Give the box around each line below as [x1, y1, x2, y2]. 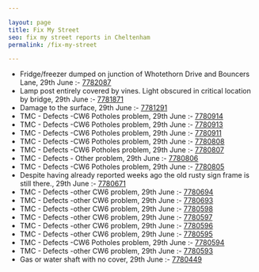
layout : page [8, 18, 51, 26]
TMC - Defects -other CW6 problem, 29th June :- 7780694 [19, 187, 214, 197]
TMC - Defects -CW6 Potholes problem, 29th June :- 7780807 [19, 145, 224, 155]
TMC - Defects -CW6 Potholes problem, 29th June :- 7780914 [19, 112, 223, 121]
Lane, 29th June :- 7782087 [19, 78, 112, 87]
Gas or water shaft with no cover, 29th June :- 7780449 [19, 255, 202, 264]
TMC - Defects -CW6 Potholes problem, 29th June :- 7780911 [19, 128, 222, 138]
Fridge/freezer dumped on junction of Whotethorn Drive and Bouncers [19, 69, 250, 79]
